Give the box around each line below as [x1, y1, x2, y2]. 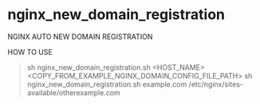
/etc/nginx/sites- [188, 79, 244, 89]
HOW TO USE [7, 47, 53, 56]
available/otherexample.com [26, 87, 120, 97]
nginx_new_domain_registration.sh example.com [26, 79, 187, 89]
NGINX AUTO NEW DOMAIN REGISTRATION [7, 32, 153, 41]
